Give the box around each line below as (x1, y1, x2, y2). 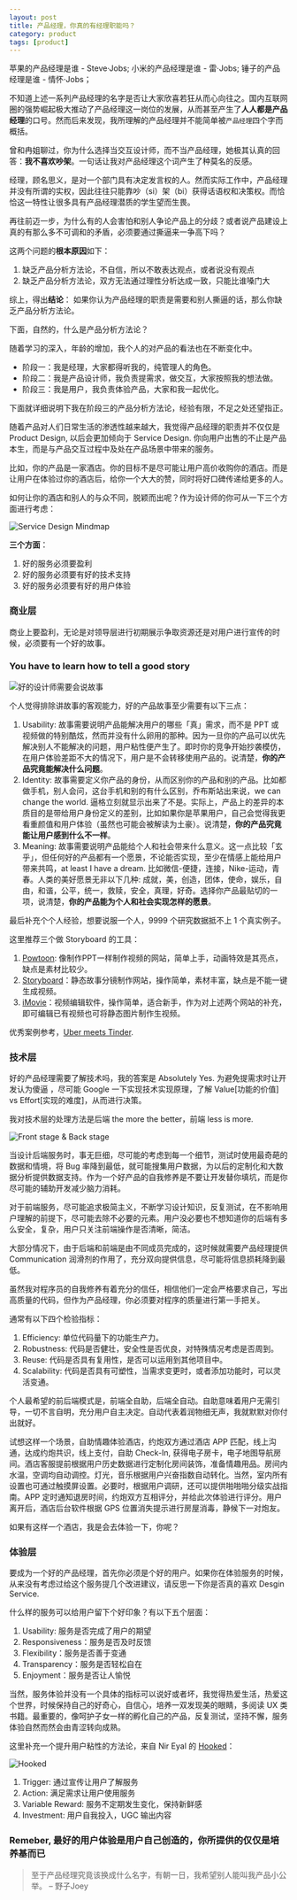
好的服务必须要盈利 (21, 559, 93, 569)
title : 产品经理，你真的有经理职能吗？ (9, 21, 136, 30)
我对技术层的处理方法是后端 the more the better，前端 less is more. (9, 1114, 254, 1124)
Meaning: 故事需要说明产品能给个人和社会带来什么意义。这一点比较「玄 (21, 840, 284, 851)
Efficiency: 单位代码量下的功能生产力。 (21, 1332, 164, 1343)
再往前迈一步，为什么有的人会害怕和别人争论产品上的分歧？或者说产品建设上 (9, 216, 288, 227)
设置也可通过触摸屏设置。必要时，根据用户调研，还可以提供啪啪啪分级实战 (9, 1480, 280, 1492)
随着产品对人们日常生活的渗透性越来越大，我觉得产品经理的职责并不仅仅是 (9, 421, 280, 432)
